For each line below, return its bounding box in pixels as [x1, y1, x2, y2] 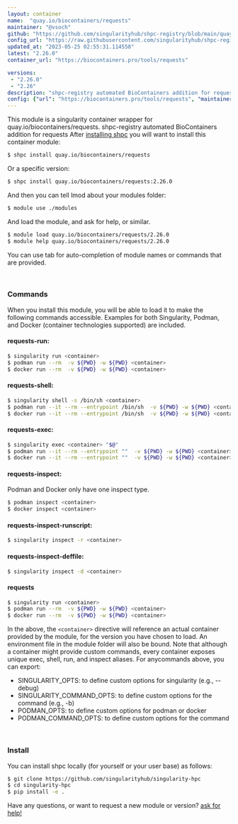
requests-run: [7, 337, 50, 345]
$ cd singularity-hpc [7, 781, 72, 789]
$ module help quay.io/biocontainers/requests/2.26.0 [7, 238, 170, 245]
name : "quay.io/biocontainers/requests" [7, 17, 132, 24]
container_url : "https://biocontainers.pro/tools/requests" [7, 57, 189, 64]
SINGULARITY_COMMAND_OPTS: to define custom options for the [17, 691, 212, 700]
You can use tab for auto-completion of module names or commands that [7, 250, 222, 259]
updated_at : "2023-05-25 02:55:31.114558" [7, 43, 135, 50]
